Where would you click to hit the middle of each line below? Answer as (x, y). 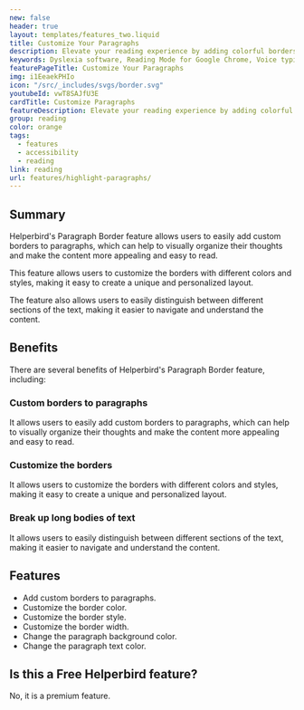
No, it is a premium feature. (60, 696)
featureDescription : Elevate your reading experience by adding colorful (152, 110)
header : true (34, 26)
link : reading (36, 169)
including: (28, 379)
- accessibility (48, 152)
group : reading (38, 119)
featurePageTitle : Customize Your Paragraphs (96, 69)
